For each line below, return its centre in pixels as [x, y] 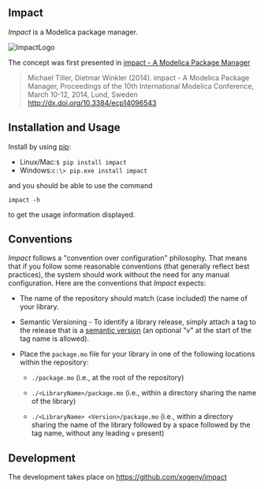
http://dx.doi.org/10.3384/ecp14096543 [92, 102]
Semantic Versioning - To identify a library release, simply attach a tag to [138, 322]
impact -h [24, 200]
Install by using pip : [40, 146]
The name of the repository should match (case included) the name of [134, 298]
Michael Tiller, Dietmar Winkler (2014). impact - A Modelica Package [138, 77]
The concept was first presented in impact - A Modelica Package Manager [129, 62]
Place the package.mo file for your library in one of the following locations [137, 354]
